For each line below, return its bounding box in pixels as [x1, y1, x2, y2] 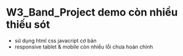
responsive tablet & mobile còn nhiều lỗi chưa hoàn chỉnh [14, 43, 154, 50]
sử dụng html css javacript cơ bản [14, 37, 97, 44]
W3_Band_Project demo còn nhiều [6, 6, 178, 19]
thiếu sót [6, 18, 50, 31]
